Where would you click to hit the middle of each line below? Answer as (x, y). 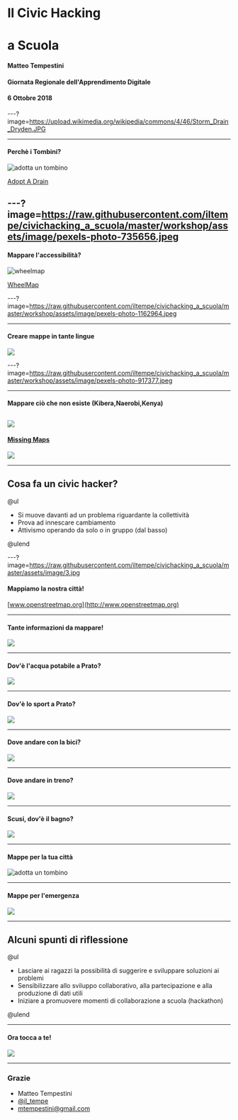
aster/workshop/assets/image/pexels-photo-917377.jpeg (90, 380)
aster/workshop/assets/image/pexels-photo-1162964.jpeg (92, 313)
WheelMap (23, 285)
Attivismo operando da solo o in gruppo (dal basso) (92, 529)
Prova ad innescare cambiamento (67, 522)
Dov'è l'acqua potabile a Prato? (54, 666)
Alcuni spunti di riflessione (68, 939)
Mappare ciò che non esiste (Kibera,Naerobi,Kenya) (85, 403)
